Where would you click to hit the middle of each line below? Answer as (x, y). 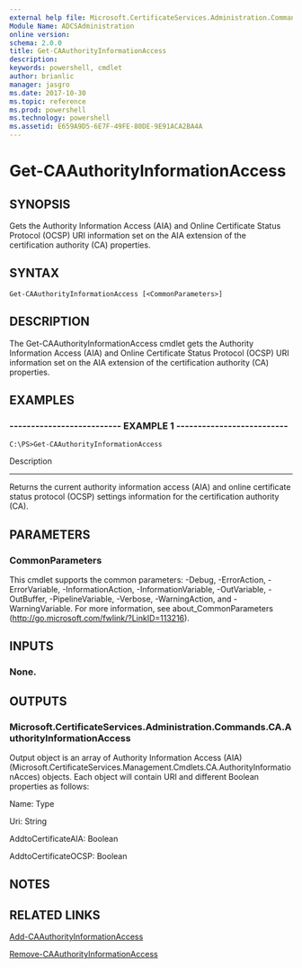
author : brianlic (42, 77)
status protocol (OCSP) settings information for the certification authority (144, 497)
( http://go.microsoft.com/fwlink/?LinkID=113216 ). (100, 618)
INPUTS (31, 646)
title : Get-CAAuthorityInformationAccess (88, 51)
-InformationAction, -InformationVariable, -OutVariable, (164, 589)
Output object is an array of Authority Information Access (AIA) (126, 758)
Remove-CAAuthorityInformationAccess (84, 954)
